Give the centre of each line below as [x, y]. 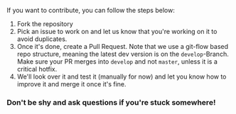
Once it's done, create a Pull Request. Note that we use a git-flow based [123, 46]
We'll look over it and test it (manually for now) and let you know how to [122, 76]
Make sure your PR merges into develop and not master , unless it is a [117, 62]
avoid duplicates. [42, 39]
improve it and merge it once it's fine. [71, 84]
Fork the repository [45, 24]
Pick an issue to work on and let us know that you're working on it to [117, 32]
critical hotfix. [37, 69]
